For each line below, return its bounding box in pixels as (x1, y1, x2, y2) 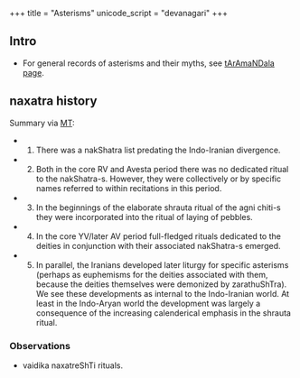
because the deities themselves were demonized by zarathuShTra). (35, 279, 287, 290)
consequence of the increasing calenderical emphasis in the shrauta (35, 307, 292, 318)
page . (22, 67, 45, 78)
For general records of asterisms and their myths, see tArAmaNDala (22, 58, 276, 69)
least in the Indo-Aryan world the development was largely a (35, 298, 261, 309)
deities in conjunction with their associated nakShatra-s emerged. (35, 240, 282, 251)
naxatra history (9, 94, 98, 109)
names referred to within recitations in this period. (35, 182, 222, 193)
